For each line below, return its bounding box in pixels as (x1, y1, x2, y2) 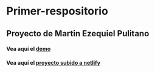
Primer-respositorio (6, 4, 108, 18)
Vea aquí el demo (6, 45, 51, 53)
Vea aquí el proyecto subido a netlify (6, 59, 101, 66)
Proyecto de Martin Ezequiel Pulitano (6, 28, 150, 39)
